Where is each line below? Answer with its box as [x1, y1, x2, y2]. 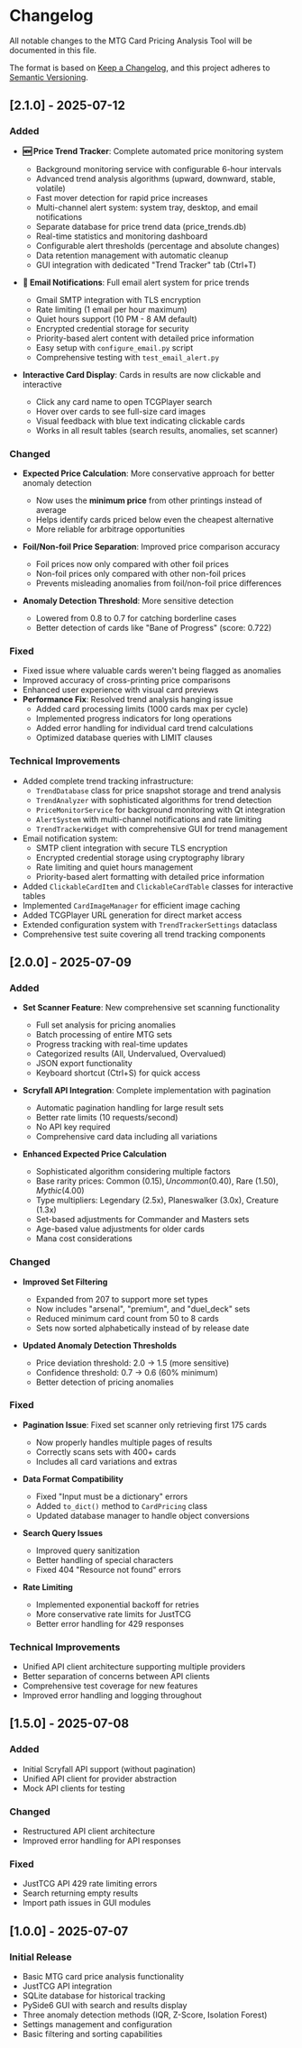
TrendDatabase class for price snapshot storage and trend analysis [35, 785, 281, 796]
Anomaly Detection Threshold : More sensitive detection [22, 595, 234, 606]
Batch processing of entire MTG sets [35, 1029, 173, 1040]
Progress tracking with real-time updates [35, 1038, 188, 1050]
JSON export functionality [35, 1058, 133, 1069]
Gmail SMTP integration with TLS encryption [35, 294, 201, 305]
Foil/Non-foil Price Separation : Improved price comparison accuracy [22, 541, 280, 552]
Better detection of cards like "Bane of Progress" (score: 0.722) [35, 622, 272, 633]
